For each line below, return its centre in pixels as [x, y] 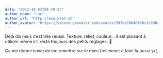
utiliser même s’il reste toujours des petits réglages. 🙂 [59, 42]
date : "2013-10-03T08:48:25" [34, 9]
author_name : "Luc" [25, 14]
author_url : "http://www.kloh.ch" [40, 18]
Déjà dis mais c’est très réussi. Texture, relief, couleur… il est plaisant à [75, 36]
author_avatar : [20, 23]
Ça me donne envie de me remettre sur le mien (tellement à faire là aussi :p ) [81, 51]
